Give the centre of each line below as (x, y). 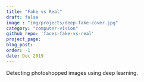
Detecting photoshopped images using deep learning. (72, 72)
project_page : (24, 39)
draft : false (22, 17)
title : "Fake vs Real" (34, 12)
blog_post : (20, 45)
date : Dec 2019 (25, 56)
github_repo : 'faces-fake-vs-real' (50, 34)
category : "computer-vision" (42, 28)
